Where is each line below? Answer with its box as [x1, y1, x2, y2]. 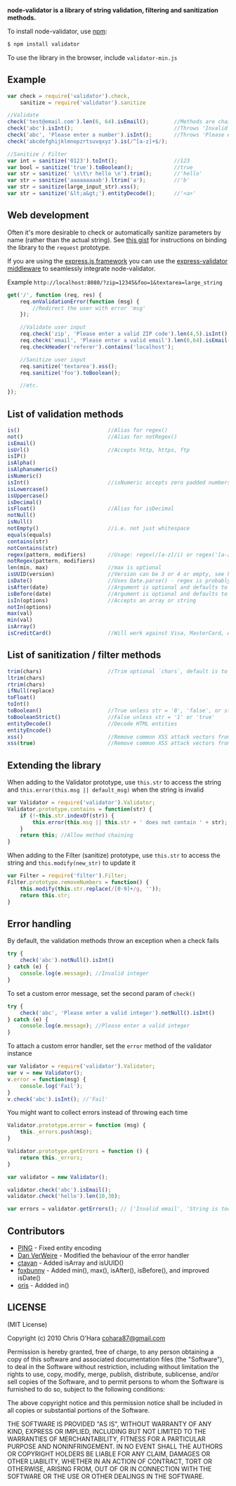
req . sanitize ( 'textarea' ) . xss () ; [20, 363, 118, 370]
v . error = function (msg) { [7, 1075, 86, 1083]
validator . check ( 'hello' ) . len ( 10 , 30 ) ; [7, 1193, 121, 1200]
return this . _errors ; [20, 1154, 83, 1161]
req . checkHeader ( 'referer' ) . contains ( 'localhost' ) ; [20, 343, 174, 351]
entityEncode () [7, 727, 52, 734]
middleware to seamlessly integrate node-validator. [7, 264, 156, 273]
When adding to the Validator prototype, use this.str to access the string [7, 778, 221, 787]
